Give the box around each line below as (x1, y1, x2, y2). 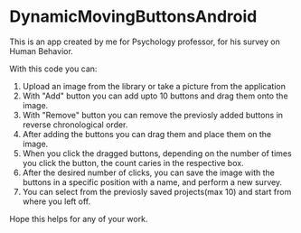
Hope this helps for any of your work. (9, 213, 148, 224)
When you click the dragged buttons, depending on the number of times (22, 147, 292, 159)
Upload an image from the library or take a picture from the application (22, 80, 287, 91)
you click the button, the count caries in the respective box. (22, 157, 244, 168)
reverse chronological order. (22, 119, 128, 130)
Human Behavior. (9, 45, 74, 56)
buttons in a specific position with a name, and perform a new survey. (22, 176, 283, 187)
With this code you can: (9, 63, 98, 74)
